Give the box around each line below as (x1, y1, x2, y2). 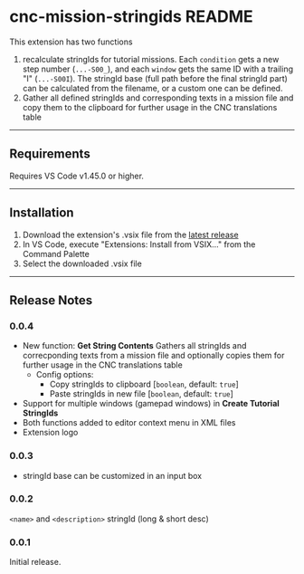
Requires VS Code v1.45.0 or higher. (9, 170, 145, 181)
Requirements (9, 147, 90, 162)
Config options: (35, 369, 94, 380)
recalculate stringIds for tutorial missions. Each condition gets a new (22, 53, 280, 64)
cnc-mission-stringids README (9, 6, 253, 27)
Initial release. (9, 557, 62, 568)
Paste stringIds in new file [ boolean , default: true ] (49, 388, 233, 399)
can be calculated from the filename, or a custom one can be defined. (22, 82, 283, 93)
